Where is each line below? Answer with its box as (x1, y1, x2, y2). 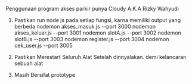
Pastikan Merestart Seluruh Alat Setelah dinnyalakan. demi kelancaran (14, 54, 187, 60)
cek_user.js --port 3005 (14, 42, 73, 49)
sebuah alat (14, 60, 43, 67)
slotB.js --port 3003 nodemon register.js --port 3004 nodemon (14, 36, 169, 42)
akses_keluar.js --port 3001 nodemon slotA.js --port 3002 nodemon (14, 29, 181, 36)
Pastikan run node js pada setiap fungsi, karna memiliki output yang (14, 17, 181, 23)
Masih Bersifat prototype (14, 71, 76, 78)
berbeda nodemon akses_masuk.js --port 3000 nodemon (14, 23, 156, 30)
